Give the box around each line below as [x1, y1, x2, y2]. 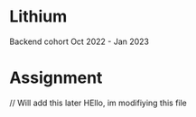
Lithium [9, 6, 68, 27]
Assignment [9, 67, 103, 88]
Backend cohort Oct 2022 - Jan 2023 [9, 36, 150, 47]
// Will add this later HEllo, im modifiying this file [9, 97, 188, 108]
